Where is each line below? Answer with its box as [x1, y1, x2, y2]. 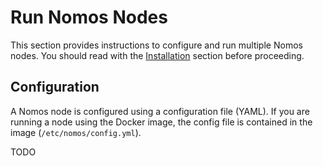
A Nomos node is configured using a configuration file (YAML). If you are [10, 105, 310, 117]
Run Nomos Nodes [10, 6, 168, 29]
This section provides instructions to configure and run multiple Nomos [10, 39, 303, 51]
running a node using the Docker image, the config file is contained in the [10, 116, 313, 128]
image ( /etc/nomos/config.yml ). [10, 126, 142, 138]
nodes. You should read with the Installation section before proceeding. [10, 49, 305, 61]
